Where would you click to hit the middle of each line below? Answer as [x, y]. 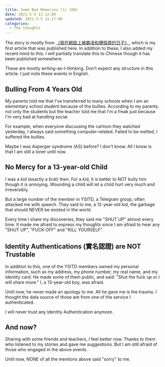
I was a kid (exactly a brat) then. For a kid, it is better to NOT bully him [76, 179]
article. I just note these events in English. [47, 74]
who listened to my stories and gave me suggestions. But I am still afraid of [81, 344]
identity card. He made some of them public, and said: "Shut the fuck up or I [82, 277]
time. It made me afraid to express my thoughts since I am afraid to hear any [82, 224]
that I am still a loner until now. [36, 152]
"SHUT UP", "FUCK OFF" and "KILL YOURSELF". [54, 230]
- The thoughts [25, 28]
